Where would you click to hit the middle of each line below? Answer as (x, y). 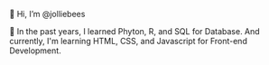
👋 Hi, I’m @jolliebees (47, 14)
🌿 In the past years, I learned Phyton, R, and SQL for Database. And (134, 31)
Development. (35, 51)
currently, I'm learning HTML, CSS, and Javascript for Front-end (129, 41)
